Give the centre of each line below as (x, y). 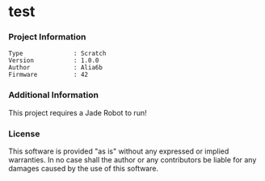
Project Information (47, 37)
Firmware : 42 (48, 75)
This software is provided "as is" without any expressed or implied (119, 151)
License (24, 133)
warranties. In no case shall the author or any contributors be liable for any (132, 160)
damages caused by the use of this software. (84, 169)
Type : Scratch (57, 54)
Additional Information (54, 95)
